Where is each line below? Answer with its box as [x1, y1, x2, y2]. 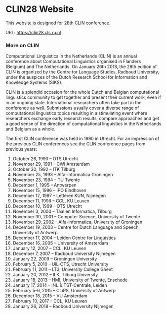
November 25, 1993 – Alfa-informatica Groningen [12, 172, 113, 178]
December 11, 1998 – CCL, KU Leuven [12, 198, 89, 204]
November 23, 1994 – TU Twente [12, 177, 81, 183]
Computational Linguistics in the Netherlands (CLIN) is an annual [5, 53, 137, 59]
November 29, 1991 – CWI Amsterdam [12, 161, 90, 167]
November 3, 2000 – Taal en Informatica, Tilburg [12, 208, 112, 214]
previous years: [5, 146, 38, 152]
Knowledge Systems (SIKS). [5, 79, 63, 85]
